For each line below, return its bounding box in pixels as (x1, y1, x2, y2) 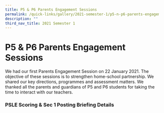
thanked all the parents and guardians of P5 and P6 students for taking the (5, 84, 155, 90)
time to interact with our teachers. (5, 89, 73, 95)
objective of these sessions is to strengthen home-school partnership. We (5, 74, 154, 80)
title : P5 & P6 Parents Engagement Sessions (5, 7, 97, 12)
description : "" (5, 16, 38, 21)
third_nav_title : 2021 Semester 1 (5, 21, 76, 26)
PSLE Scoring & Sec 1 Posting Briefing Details (5, 101, 114, 108)
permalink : (5, 12, 27, 17)
